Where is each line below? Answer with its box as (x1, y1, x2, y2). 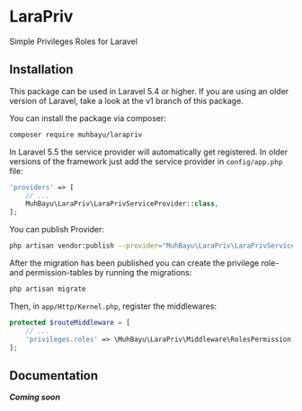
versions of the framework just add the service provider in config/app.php (9, 155, 283, 167)
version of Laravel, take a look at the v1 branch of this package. (9, 95, 244, 106)
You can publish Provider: (9, 224, 105, 235)
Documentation (9, 368, 99, 383)
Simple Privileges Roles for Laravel (9, 36, 138, 47)
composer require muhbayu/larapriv (9, 130, 143, 139)
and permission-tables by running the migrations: (9, 267, 192, 277)
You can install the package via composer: (9, 112, 166, 123)
